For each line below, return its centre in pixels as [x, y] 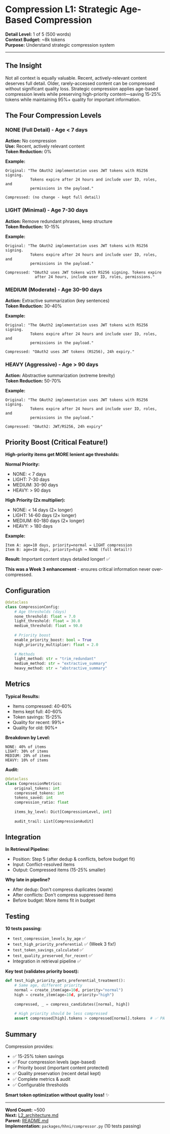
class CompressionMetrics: [34, 783]
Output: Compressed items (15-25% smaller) [59, 870]
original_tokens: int [37, 788]
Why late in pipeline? [28, 880]
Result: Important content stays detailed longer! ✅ [58, 559]
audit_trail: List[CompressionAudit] [54, 821]
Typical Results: [23, 696]
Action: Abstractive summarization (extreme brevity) [60, 375]
